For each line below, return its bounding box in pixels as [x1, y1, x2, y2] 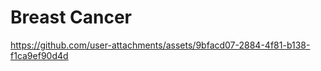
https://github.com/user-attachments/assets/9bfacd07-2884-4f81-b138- [10, 39, 311, 51]
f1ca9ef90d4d [10, 49, 69, 61]
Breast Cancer [10, 6, 132, 29]
